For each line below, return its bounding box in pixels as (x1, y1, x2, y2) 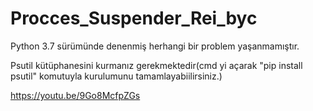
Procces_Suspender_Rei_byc (10, 7, 258, 30)
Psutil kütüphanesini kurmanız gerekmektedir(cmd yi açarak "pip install (10, 59, 303, 71)
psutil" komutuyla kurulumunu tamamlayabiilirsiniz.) (10, 70, 223, 82)
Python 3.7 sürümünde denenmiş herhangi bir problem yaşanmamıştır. (10, 40, 300, 52)
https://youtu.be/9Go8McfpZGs (10, 89, 141, 101)
